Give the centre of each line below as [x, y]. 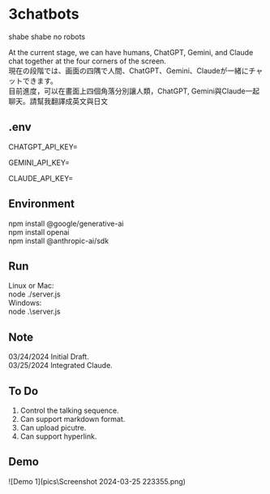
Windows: [25, 303]
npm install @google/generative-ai [66, 223]
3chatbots [44, 14]
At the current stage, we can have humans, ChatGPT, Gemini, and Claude [131, 52]
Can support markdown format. [73, 419]
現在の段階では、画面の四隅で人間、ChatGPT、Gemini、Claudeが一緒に [129, 71]
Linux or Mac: [31, 286]
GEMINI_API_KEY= [39, 162]
